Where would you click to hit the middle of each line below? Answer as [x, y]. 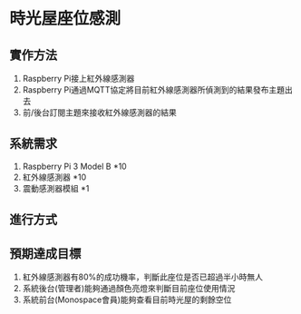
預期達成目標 [45, 254]
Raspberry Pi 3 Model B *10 [74, 166]
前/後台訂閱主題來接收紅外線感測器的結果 [99, 113]
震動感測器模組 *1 [56, 188]
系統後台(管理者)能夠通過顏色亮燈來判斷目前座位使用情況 [129, 289]
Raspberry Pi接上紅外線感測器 [78, 78]
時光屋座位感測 [65, 19]
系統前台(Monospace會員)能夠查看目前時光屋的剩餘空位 [127, 299]
